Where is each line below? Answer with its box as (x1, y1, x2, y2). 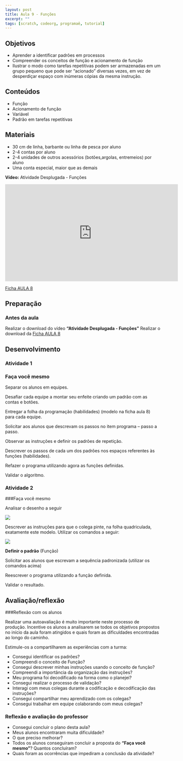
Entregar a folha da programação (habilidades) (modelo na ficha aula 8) (5, 408, 150, 414)
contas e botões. (5, 399, 39, 405)
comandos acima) (5, 563, 42, 569)
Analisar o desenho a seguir (5, 505, 62, 511)
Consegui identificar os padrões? (12, 654, 80, 660)
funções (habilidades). (5, 453, 51, 459)
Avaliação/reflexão (5, 596, 65, 605)
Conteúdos (5, 87, 40, 96)
